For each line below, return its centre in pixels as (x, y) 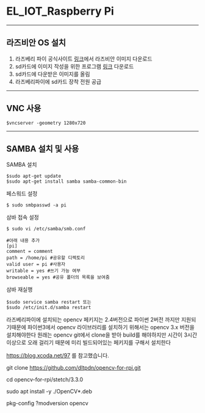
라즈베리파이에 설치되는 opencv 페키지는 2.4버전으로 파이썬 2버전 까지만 (93, 320)
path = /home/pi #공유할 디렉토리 (46, 258)
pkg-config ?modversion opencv (47, 403)
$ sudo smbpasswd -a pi (37, 205)
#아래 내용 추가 (23, 241)
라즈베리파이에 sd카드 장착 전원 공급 (58, 81)
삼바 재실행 (20, 290)
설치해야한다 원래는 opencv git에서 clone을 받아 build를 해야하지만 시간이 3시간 (102, 335)
